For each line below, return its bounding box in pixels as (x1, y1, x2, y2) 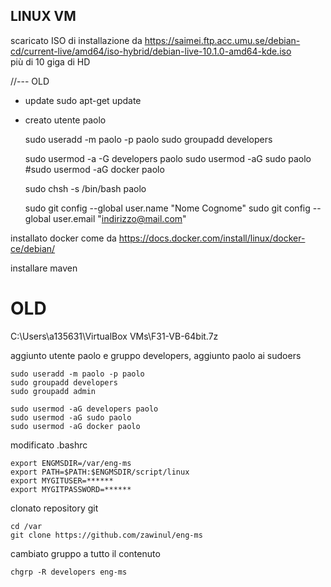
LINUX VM (10, 8, 77, 25)
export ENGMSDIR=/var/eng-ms (10, 458, 132, 468)
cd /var (10, 521, 43, 531)
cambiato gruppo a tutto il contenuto (10, 547, 161, 559)
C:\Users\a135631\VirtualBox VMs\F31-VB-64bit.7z (10, 330, 219, 342)
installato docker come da (10, 232, 117, 244)
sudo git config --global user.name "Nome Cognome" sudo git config (24, 202, 311, 214)
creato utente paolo (24, 114, 107, 126)
